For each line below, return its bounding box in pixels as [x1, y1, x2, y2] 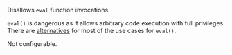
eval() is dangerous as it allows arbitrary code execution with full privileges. [7, 19, 225, 27]
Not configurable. [7, 40, 57, 47]
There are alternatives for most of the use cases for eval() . [7, 27, 177, 34]
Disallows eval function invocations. [7, 6, 110, 14]
